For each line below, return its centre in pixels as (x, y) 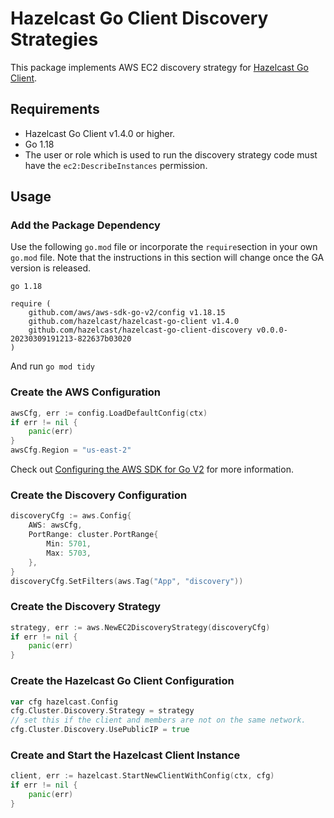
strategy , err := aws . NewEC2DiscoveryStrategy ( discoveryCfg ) (140, 627)
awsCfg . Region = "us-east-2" (71, 450)
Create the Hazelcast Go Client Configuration (122, 681)
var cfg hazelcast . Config (64, 702)
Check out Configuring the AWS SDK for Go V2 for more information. (152, 469)
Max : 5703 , (69, 553)
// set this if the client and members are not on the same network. (158, 720)
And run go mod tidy (52, 366)
